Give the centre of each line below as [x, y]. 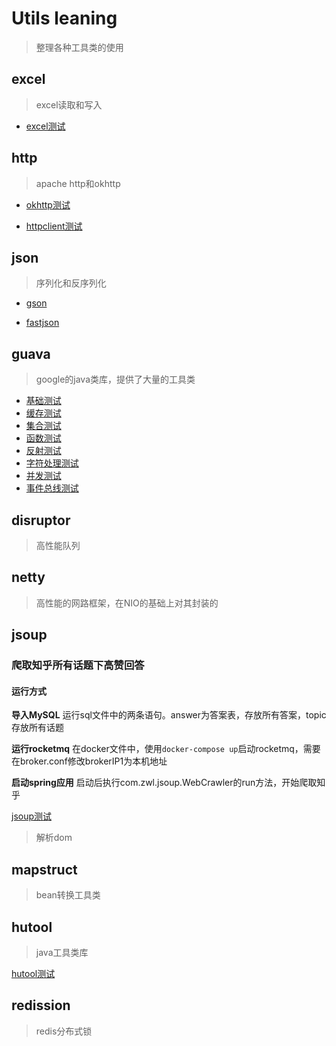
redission [41, 1005]
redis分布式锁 [64, 1031]
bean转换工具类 [68, 895]
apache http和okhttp [78, 183]
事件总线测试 [52, 488]
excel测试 [45, 126]
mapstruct [44, 869]
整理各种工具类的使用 [79, 47]
